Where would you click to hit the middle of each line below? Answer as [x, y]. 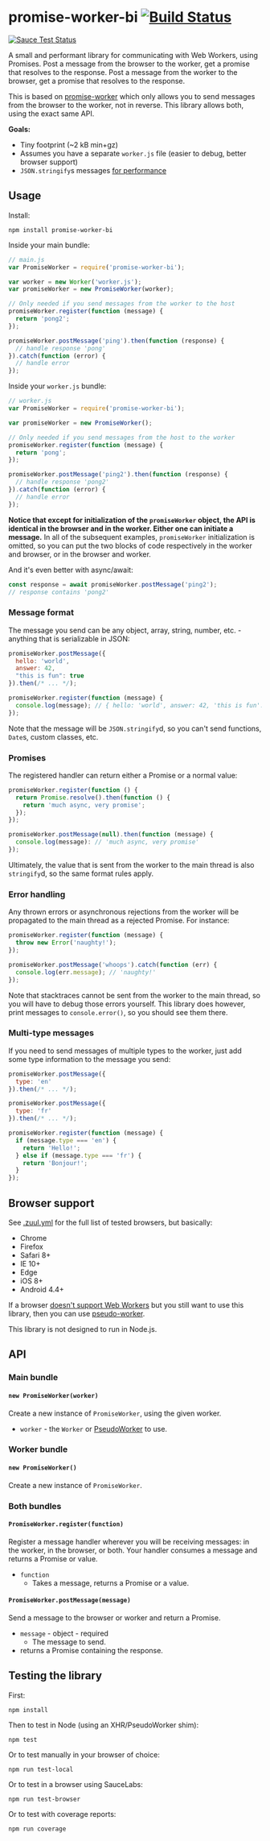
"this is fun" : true [50, 676]
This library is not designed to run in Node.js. [83, 1329]
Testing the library [55, 1676]
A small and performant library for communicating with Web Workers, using [133, 55]
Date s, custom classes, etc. [53, 736]
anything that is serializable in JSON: [69, 639]
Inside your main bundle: [49, 245]
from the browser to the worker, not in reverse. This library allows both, [126, 105]
